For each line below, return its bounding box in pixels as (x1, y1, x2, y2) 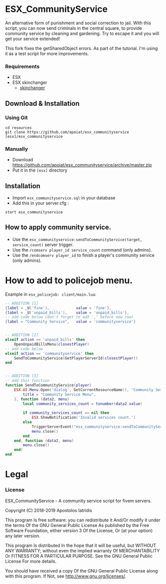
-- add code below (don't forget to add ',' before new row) (5, 315, 134, 320)
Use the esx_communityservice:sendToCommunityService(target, (12, 236, 142, 242)
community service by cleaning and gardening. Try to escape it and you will (5, 30, 160, 36)
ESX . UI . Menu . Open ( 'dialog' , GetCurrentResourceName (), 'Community (14, 387, 154, 392)
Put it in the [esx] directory (12, 167, 68, 173)
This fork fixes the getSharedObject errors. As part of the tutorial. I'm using (5, 45, 158, 51)
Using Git (5, 114, 28, 121)
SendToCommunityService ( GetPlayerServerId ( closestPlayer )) (14, 356, 138, 361)
